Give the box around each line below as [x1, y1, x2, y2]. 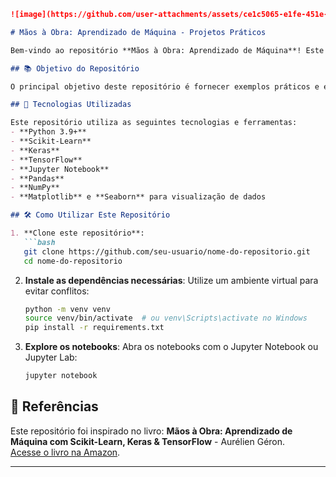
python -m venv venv [24, 304, 111, 314]
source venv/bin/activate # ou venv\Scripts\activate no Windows [24, 313, 308, 324]
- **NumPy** [10, 183, 60, 193]
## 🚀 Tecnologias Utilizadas [10, 100, 132, 110]
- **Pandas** [10, 173, 65, 184]
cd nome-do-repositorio [23, 256, 123, 266]
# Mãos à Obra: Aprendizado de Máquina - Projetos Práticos [10, 27, 267, 37]
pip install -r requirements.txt [24, 323, 165, 333]
